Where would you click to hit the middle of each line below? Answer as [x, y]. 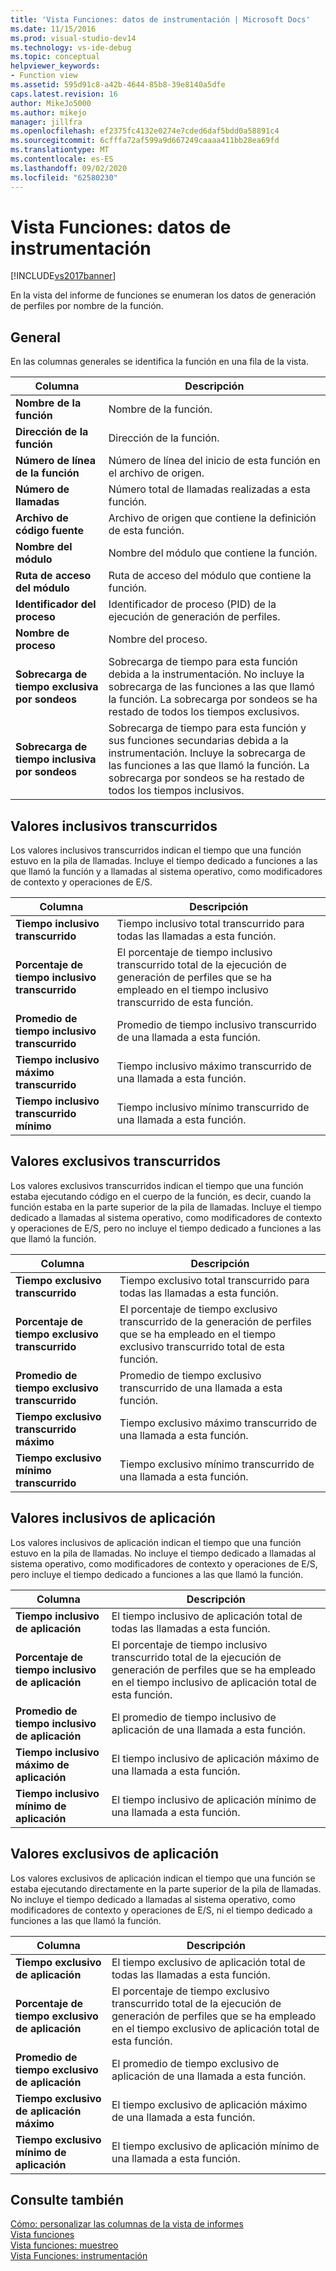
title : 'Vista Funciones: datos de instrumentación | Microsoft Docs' [160, 19]
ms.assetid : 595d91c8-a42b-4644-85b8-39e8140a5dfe [118, 85]
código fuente [49, 531]
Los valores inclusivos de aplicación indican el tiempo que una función [156, 1542]
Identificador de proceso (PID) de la [192, 604]
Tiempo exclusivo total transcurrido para [214, 1280]
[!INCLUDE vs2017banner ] [63, 276]
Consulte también [67, 2199]
